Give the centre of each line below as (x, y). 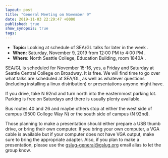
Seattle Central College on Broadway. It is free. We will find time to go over (83, 73)
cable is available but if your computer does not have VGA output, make (80, 134)
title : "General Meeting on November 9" (48, 15)
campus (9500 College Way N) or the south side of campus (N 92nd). (78, 114)
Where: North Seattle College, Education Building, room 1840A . (79, 58)
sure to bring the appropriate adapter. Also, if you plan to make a (72, 139)
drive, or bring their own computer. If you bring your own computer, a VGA (82, 129)
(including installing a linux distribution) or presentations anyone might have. (85, 84)
